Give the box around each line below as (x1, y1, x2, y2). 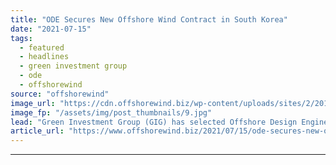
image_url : (10, 98, 56, 108)
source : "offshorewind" (10, 89, 110, 99)
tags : (10, 33, 33, 43)
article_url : (10, 126, 65, 136)
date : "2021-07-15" (10, 24, 92, 34)
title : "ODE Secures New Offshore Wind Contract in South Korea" (10, 14, 288, 25)
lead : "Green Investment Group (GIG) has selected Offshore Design (10, 117, 298, 127)
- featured (19, 42, 65, 53)
